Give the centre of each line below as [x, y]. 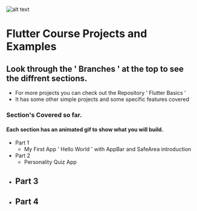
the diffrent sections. [47, 78]
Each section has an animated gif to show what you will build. [85, 129]
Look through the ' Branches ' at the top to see [95, 69]
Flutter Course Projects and [77, 34]
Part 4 [27, 202]
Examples [31, 47]
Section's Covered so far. [44, 115]
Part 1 [22, 143]
